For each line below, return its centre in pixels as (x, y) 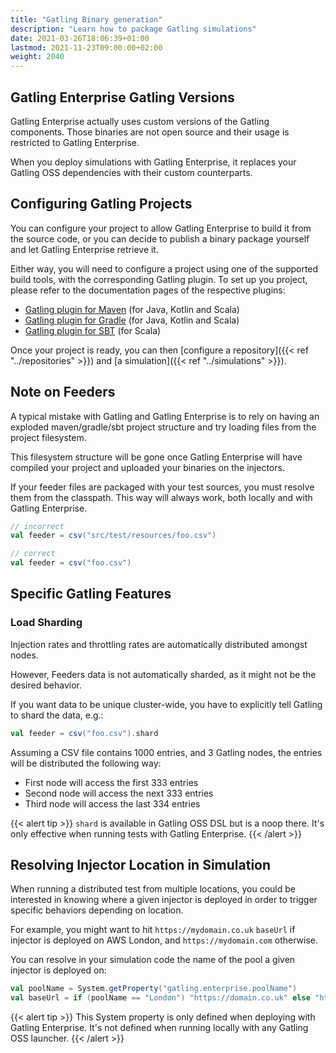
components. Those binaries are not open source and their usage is (150, 132)
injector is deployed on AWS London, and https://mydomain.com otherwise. (164, 940)
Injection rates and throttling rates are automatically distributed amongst (159, 644)
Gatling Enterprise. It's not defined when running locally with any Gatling (159, 1028)
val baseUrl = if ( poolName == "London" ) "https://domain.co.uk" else (160, 998)
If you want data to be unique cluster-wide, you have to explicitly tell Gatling (166, 704)
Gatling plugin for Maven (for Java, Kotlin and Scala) (132, 309)
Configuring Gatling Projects (101, 204)
